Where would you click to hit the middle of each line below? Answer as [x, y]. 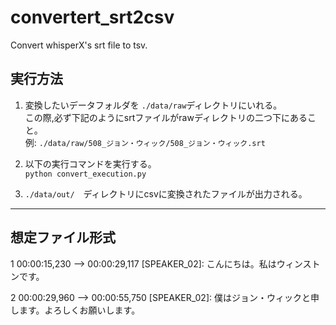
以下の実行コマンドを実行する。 [90, 163]
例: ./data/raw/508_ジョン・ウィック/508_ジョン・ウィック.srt [145, 142]
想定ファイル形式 [63, 237]
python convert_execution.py [85, 174]
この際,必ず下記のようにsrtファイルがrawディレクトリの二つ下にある [166, 117]
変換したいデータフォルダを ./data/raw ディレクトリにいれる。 [153, 105]
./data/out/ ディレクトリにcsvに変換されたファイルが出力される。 [166, 193]
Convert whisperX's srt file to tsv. [79, 45]
